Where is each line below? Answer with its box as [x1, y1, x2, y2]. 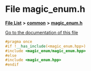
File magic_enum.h [5, 3, 85, 15]
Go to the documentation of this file [5, 29, 78, 35]
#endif [5, 62, 19, 68]
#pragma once [5, 39, 32, 44]
